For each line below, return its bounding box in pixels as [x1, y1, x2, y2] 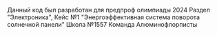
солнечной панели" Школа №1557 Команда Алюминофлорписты [7, 21, 198, 28]
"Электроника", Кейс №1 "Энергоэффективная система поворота [7, 13, 200, 21]
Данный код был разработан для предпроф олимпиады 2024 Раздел [7, 6, 210, 14]
